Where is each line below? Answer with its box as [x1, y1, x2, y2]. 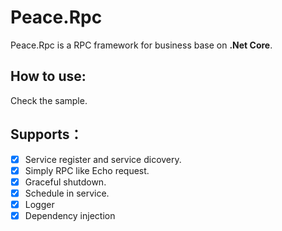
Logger [24, 198, 55, 210]
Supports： [10, 126, 83, 143]
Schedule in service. [24, 187, 110, 199]
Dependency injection [24, 209, 116, 221]
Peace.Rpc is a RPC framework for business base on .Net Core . [10, 39, 273, 51]
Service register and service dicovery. [24, 153, 182, 165]
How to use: [10, 68, 87, 85]
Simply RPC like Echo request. [24, 164, 150, 176]
